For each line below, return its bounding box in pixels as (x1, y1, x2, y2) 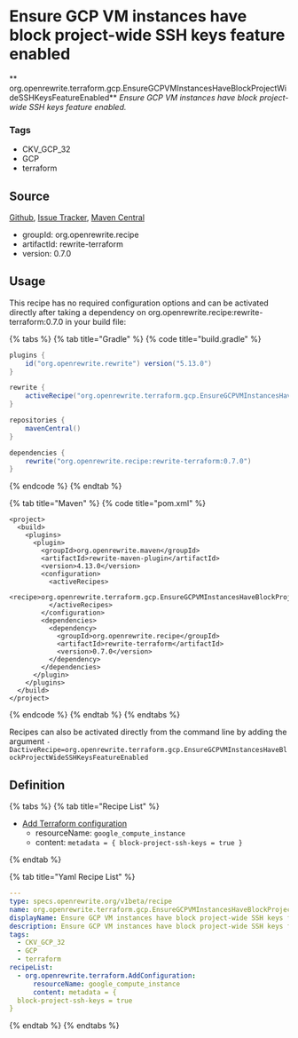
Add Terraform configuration (21, 819, 127, 829)
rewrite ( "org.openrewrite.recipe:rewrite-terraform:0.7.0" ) (25, 456, 252, 465)
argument (9, 736, 45, 747)
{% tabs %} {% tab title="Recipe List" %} (9, 801, 160, 812)
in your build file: (65, 316, 127, 327)
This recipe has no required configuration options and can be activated (9, 297, 269, 308)
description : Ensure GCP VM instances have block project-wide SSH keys (9, 922, 284, 931)
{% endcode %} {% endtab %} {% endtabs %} (9, 709, 180, 720)
